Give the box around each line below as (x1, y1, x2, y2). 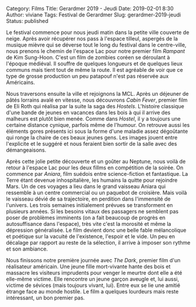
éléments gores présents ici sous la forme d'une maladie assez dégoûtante (6, 128, 188, 135)
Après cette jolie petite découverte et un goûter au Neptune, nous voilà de (6, 158, 186, 165)
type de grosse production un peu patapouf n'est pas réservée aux (6, 73, 169, 79)
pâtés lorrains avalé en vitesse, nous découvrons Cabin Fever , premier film (6, 96, 188, 104)
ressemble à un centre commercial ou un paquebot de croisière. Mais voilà (6, 189, 187, 196)
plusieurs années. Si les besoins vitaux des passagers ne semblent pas (6, 208, 179, 215)
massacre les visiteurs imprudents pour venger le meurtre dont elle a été (6, 269, 182, 276)
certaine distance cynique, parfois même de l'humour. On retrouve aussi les (6, 122, 190, 128)
